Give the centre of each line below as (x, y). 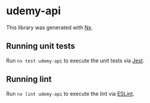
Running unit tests (41, 46)
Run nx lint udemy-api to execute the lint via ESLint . (70, 93)
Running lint (29, 79)
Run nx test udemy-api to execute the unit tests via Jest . (75, 60)
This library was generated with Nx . (50, 27)
